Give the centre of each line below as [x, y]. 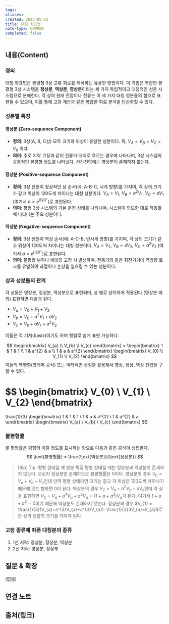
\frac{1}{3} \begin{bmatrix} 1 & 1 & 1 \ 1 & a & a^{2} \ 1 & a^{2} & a [72, 416]
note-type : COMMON [24, 29]
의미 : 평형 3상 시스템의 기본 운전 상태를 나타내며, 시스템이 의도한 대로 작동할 [87, 208]
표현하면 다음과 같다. [32, 299]
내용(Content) [27, 55]
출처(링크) [20, 615]
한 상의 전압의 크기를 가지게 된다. [50, 516]
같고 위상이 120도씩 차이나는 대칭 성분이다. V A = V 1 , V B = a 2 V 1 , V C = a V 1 [91, 193]
